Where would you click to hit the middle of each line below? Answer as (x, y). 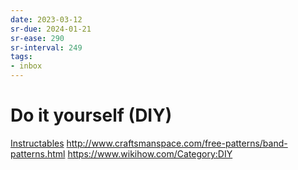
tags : (21, 57)
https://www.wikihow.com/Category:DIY (150, 153)
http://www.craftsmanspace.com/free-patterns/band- (177, 143)
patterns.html (38, 153)
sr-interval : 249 (46, 47)
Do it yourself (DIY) (91, 115)
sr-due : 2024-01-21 (51, 29)
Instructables (37, 143)
